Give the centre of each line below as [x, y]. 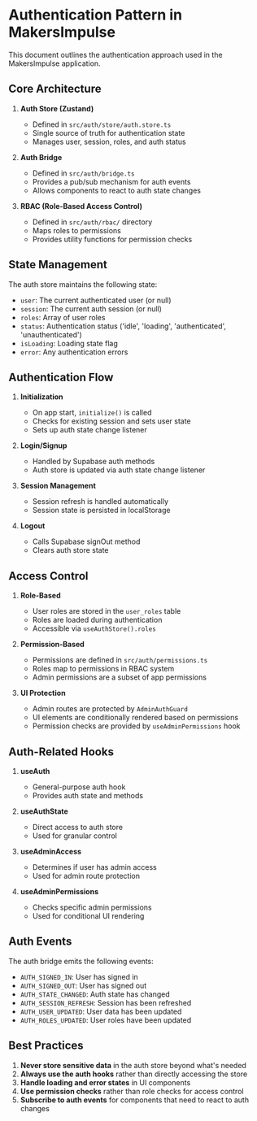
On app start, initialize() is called [92, 413]
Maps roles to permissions [77, 230]
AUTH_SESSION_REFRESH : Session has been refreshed [106, 1002]
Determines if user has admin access [94, 867]
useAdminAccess [51, 852]
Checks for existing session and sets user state [111, 421]
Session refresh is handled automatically [100, 502]
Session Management [58, 486]
